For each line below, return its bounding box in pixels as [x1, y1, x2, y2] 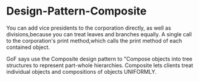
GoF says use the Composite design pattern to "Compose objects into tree [6, 55, 193, 62]
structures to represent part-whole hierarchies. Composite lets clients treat [6, 62, 194, 69]
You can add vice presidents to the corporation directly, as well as [6, 24, 172, 31]
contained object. [6, 44, 50, 51]
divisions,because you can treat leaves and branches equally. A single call [6, 30, 192, 37]
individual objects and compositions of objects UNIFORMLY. [6, 68, 157, 75]
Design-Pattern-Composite [6, 4, 147, 18]
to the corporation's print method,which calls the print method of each [6, 37, 183, 44]
